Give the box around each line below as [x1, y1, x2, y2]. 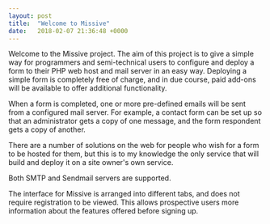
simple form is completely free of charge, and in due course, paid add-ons [8, 74, 256, 85]
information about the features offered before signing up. [8, 206, 199, 216]
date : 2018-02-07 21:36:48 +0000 [8, 27, 129, 35]
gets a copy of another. [8, 125, 86, 134]
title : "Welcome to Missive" [8, 19, 111, 27]
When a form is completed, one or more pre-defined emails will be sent [8, 99, 247, 109]
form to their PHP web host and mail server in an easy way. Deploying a [8, 66, 247, 76]
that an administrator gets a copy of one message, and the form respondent [8, 116, 261, 126]
